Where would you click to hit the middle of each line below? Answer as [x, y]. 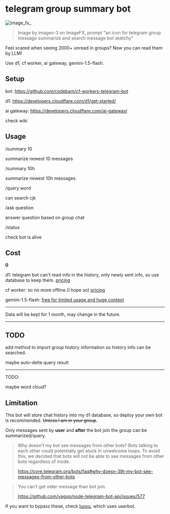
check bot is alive [24, 237]
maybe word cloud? [26, 387]
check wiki [16, 121]
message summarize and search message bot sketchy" [75, 38]
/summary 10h [20, 168]
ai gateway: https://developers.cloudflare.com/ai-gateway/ [66, 111]
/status [13, 227]
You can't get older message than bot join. [62, 486]
